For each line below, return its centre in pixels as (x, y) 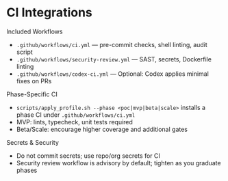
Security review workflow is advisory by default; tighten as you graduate (118, 163)
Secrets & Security (33, 142)
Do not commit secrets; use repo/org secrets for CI (88, 156)
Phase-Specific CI (32, 94)
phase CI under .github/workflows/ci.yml (76, 115)
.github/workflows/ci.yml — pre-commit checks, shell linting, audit (112, 44)
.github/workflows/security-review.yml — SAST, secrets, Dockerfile (114, 59)
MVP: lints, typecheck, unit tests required (74, 122)
